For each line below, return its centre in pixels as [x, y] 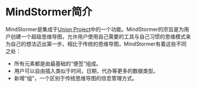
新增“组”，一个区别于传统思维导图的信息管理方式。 [76, 78]
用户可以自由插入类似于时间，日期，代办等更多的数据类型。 [86, 71]
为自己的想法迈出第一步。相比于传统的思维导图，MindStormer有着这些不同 [96, 44]
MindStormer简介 [49, 12]
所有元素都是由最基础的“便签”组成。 [58, 63]
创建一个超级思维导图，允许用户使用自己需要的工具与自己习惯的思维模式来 [101, 36]
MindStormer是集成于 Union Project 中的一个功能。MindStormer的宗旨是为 [95, 29]
